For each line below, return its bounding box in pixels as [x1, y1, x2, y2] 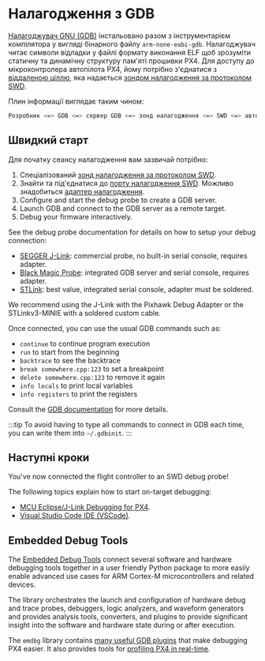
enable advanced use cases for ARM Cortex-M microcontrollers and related [8, 572, 255, 581]
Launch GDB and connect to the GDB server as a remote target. [19, 203, 226, 213]
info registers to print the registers [19, 389, 138, 399]
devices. [8, 580, 36, 589]
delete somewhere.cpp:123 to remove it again [19, 372, 166, 381]
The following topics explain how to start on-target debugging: [8, 487, 211, 497]
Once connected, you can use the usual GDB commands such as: [8, 323, 222, 332]
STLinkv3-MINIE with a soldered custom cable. [8, 308, 162, 317]
